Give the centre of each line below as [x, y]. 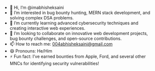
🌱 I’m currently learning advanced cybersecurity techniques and [74, 23]
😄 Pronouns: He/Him [31, 51]
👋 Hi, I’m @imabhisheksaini [37, 8]
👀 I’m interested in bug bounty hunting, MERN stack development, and [80, 13]
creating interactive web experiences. [47, 28]
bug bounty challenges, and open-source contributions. [66, 38]
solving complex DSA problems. [42, 18]
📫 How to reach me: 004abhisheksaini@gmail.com [61, 44]
